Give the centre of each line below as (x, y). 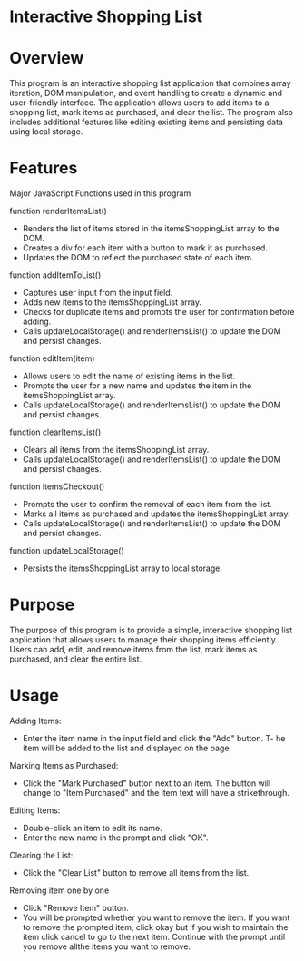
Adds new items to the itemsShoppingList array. (112, 302)
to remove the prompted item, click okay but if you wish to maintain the (155, 927)
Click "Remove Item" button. (75, 907)
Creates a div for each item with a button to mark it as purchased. (145, 248)
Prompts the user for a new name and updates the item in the (137, 386)
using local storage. (46, 132)
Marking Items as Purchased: (64, 765)
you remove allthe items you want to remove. (107, 946)
